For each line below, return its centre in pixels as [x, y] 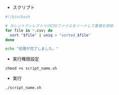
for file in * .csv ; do [29, 30]
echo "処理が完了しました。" [32, 49]
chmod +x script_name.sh [31, 68]
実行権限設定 [26, 59]
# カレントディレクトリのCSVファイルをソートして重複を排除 [59, 26]
